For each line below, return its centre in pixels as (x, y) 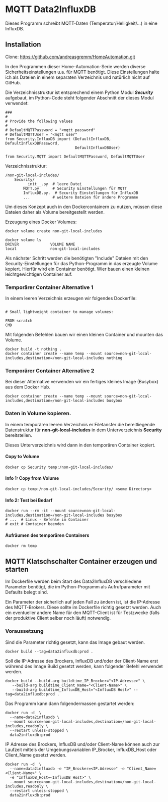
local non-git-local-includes (53, 248)
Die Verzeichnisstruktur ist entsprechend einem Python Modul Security (79, 92)
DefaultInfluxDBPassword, (32, 143)
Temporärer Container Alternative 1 (49, 287)
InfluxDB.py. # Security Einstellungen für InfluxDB (81, 193)
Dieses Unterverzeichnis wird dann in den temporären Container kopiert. (80, 445)
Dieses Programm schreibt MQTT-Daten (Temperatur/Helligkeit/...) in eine (81, 23)
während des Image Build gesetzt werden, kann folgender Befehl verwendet (84, 666)
